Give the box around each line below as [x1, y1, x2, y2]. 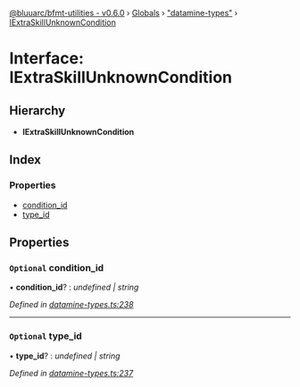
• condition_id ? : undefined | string [9, 282, 139, 293]
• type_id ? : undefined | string [9, 350, 121, 361]
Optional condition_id [9, 262, 104, 273]
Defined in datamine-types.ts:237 [9, 367, 134, 378]
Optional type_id [9, 330, 82, 342]
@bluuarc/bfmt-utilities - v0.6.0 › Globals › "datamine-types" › [9, 8, 238, 18]
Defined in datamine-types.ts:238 [9, 299, 134, 310]
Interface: [9, 48, 85, 69]
